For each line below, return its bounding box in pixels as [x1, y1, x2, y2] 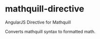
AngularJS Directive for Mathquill [5, 19, 71, 25]
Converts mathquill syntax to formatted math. [5, 28, 96, 34]
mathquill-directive [5, 3, 84, 14]
